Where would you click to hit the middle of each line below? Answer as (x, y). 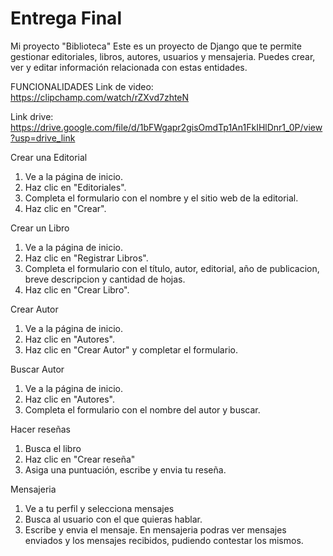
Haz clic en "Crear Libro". (77, 289)
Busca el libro (53, 448)
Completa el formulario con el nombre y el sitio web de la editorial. (161, 198)
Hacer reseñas (40, 429)
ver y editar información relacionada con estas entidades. (129, 67)
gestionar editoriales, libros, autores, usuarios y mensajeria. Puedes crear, (163, 56)
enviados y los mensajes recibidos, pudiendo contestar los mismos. (164, 540)
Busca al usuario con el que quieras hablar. (113, 519)
